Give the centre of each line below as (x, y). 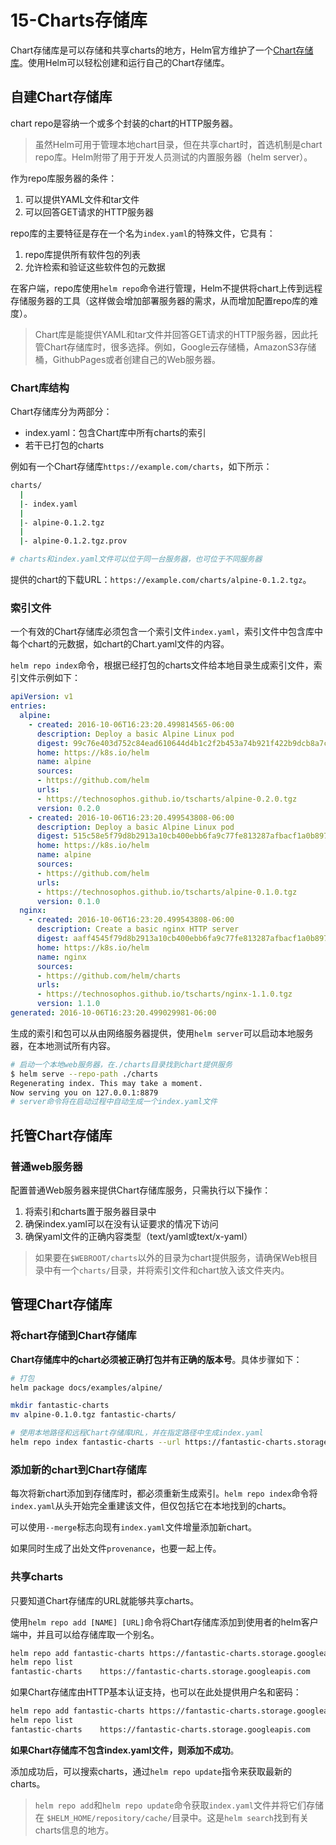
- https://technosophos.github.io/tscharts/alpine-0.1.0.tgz (167, 892)
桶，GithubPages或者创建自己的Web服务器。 (128, 359)
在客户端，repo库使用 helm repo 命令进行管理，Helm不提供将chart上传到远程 (166, 288)
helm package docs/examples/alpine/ (86, 1387)
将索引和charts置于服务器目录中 (90, 1212)
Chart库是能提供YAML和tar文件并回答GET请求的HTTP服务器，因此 (172, 334)
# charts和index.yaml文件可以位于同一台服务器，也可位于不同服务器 (136, 559)
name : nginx (61, 957)
